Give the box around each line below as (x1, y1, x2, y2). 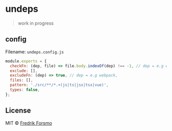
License (5, 106, 31, 115)
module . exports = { (5, 59, 47, 64)
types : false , (10, 87, 40, 92)
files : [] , (10, 78, 33, 83)
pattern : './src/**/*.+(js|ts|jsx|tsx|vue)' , (10, 83, 109, 88)
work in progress (17, 20, 54, 26)
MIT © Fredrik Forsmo (5, 120, 52, 126)
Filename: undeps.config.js (5, 48, 64, 54)
